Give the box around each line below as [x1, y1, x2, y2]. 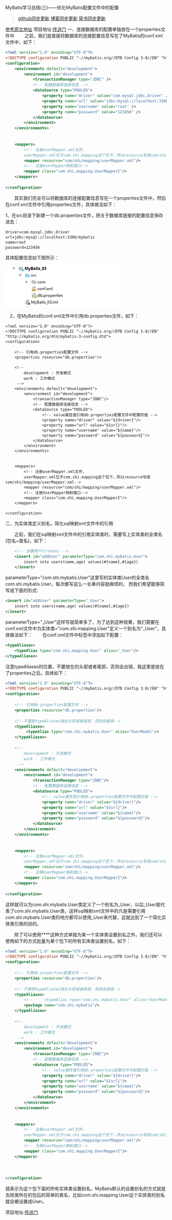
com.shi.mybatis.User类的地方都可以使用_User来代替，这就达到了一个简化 [5, 914, 162, 920]
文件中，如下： [5, 39, 37, 45]
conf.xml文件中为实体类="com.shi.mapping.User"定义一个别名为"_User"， [5, 625, 162, 631]
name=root [5, 240, 27, 245]
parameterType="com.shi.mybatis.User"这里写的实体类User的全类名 [5, 574, 150, 581]
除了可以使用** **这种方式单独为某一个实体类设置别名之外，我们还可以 [14, 932, 163, 938]
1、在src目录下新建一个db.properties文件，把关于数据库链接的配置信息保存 [5, 212, 164, 218]
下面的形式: [14, 587, 38, 593]
